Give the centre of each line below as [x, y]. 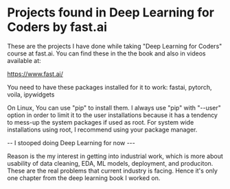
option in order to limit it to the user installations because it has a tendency [113, 115]
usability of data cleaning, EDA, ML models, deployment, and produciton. [110, 163]
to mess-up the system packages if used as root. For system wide [101, 122]
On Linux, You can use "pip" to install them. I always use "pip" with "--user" [114, 108]
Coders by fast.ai [57, 27]
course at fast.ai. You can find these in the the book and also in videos [106, 53]
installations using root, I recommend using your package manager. [102, 129]
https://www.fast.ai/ [35, 74]
